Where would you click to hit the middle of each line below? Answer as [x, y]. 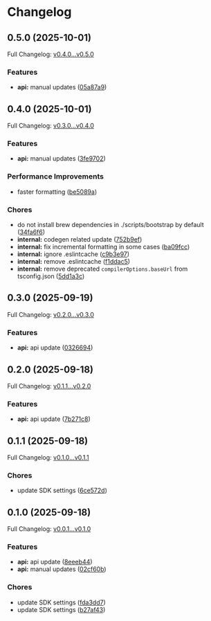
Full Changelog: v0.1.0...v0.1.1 [48, 458]
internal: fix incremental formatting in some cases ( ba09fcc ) [103, 247]
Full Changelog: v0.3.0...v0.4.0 [51, 126]
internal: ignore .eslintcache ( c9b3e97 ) [73, 254]
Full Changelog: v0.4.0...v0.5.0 [51, 54]
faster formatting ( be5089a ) [57, 192]
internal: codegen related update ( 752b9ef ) [80, 239]
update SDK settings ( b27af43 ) [61, 609]
